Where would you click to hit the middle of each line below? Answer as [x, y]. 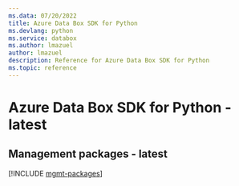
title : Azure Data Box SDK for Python [73, 23]
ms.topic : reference [43, 68]
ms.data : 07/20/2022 [43, 16]
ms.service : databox [43, 38]
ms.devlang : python [41, 30]
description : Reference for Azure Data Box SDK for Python [109, 61]
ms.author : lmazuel [41, 46]
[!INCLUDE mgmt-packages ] [55, 173]
